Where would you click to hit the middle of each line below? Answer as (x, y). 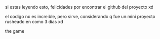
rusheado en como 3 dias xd (34, 22)
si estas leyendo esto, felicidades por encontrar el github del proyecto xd (79, 7)
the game (15, 31)
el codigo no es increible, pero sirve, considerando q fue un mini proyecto (80, 16)
